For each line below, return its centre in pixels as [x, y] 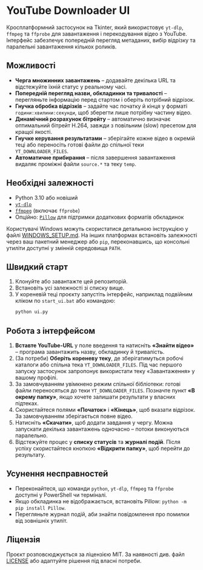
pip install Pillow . [40, 508]
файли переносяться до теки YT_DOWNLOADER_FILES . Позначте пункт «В [105, 391]
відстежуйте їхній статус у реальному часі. [71, 87]
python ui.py [32, 312]
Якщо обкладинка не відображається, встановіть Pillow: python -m [101, 501]
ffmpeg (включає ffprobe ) [48, 210]
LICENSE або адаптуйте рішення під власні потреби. [74, 560]
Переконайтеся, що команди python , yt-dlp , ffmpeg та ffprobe [94, 488]
